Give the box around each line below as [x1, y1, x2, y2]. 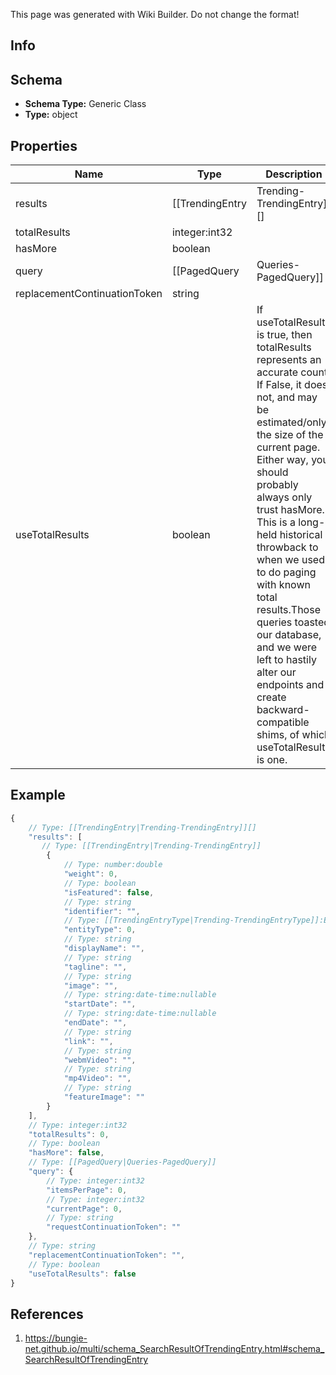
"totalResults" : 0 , [28, 1129, 110, 1139]
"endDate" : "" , [63, 1018, 128, 1028]
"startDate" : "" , [63, 999, 137, 1009]
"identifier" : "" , [63, 906, 141, 916]
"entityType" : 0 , [63, 925, 137, 935]
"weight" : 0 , [63, 869, 118, 879]
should [256, 465, 289, 479]
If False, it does [256, 378, 328, 392]
